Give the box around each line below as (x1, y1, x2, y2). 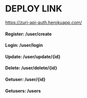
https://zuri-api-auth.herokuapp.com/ (5, 19, 82, 25)
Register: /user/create (5, 31, 52, 37)
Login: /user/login (5, 42, 43, 48)
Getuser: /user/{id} (5, 76, 46, 82)
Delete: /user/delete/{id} (5, 65, 58, 71)
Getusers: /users (5, 88, 41, 94)
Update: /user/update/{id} (5, 53, 61, 60)
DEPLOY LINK (5, 3, 63, 14)
